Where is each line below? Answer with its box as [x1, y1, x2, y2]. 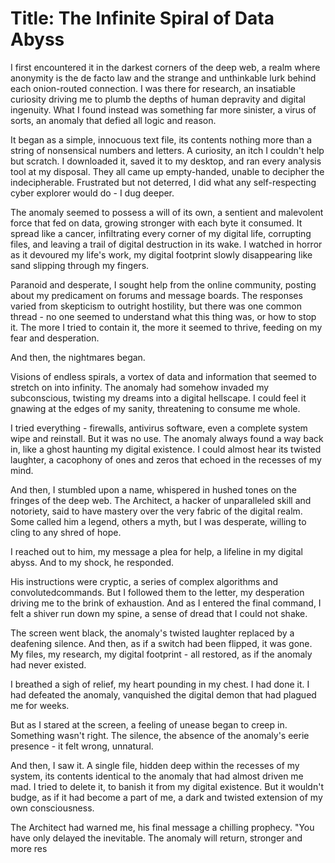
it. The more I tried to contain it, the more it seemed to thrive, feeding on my [10, 321, 323, 333]
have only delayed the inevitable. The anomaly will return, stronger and [10, 832, 303, 844]
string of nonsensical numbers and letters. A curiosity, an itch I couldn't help [10, 144, 325, 156]
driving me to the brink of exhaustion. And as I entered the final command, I [10, 597, 322, 609]
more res [10, 842, 48, 854]
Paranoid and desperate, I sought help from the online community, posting [10, 278, 317, 291]
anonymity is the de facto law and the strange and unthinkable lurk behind [10, 72, 317, 84]
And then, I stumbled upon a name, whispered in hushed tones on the [10, 483, 298, 496]
